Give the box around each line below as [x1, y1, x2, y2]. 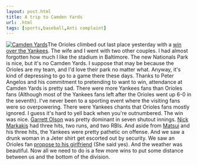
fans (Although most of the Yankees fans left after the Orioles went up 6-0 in [6, 91, 192, 98]
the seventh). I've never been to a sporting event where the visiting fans [6, 97, 181, 105]
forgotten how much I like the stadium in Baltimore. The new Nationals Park [6, 53, 189, 60]
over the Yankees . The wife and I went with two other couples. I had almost [6, 48, 188, 55]
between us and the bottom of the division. [6, 153, 111, 160]
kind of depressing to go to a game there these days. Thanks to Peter [6, 72, 175, 79]
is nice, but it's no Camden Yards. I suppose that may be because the [6, 60, 175, 67]
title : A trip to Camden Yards [6, 14, 83, 20]
